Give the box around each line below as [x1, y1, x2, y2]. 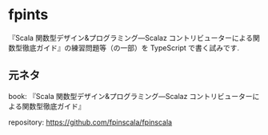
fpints [8, 6, 49, 24]
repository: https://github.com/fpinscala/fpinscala [8, 117, 173, 127]
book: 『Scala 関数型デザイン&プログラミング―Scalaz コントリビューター [8, 91, 254, 101]
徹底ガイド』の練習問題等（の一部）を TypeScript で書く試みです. [22, 42, 240, 53]
